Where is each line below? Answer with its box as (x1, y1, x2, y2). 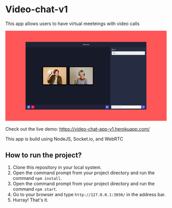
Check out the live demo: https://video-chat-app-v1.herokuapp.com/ (5, 126, 150, 132)
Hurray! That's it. (12, 197, 49, 203)
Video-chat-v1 (5, 4, 68, 15)
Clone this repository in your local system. (12, 165, 102, 171)
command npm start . (12, 186, 57, 192)
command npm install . (12, 175, 62, 181)
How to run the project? (5, 151, 82, 159)
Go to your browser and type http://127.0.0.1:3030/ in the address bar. (12, 192, 166, 198)
